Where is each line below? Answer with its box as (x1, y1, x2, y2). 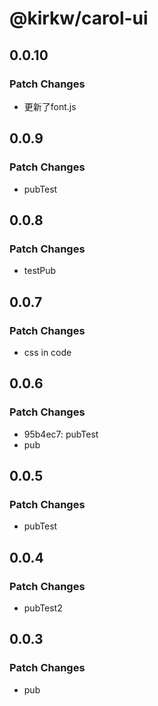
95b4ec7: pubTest (23, 428, 99, 440)
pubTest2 (23, 602, 63, 614)
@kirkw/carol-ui (9, 7, 149, 30)
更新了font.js (23, 100, 77, 112)
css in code (23, 346, 72, 358)
